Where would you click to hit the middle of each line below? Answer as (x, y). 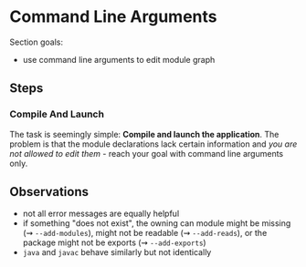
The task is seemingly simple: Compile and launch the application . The (144, 134)
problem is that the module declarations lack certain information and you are (153, 144)
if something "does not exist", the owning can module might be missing (157, 223)
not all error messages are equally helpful (101, 214)
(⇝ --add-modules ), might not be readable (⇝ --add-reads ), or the (145, 233)
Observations (49, 192)
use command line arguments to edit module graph (119, 59)
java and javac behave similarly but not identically (117, 252)
